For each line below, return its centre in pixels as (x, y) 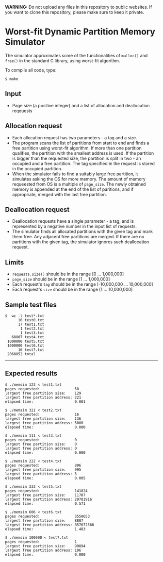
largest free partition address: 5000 (44, 423)
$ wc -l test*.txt (25, 316)
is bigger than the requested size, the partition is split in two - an (77, 158)
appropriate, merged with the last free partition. (59, 194)
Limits (15, 262)
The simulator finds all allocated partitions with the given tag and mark (82, 231)
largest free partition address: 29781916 (49, 499)
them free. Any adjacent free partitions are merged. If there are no (78, 237)
